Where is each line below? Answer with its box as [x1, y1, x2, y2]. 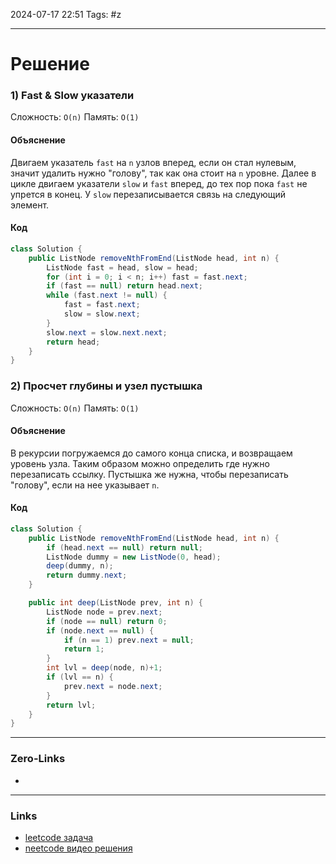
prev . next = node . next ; [63, 681, 163, 691]
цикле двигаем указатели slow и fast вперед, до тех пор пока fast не [10, 177, 308, 189]
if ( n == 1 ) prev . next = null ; [63, 635, 195, 645]
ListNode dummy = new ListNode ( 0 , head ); [46, 552, 222, 562]
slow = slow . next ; [63, 309, 141, 319]
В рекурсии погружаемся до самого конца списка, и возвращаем [10, 447, 293, 459]
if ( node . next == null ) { [46, 625, 155, 636]
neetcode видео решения [24, 842, 133, 854]
